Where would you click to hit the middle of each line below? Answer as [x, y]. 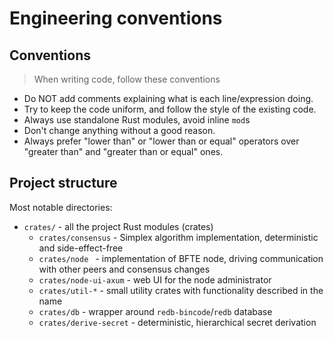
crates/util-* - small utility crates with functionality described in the [181, 290]
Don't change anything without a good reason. [119, 130]
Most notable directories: [61, 207]
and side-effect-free [81, 248]
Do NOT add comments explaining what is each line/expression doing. [168, 98]
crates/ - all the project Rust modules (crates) [118, 226]
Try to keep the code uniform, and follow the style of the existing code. [170, 109]
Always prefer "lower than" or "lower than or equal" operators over [161, 141]
